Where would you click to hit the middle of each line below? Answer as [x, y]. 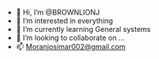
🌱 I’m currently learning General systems [83, 29]
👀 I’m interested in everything [65, 21]
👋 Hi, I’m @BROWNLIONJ [58, 12]
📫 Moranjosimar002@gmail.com [71, 47]
